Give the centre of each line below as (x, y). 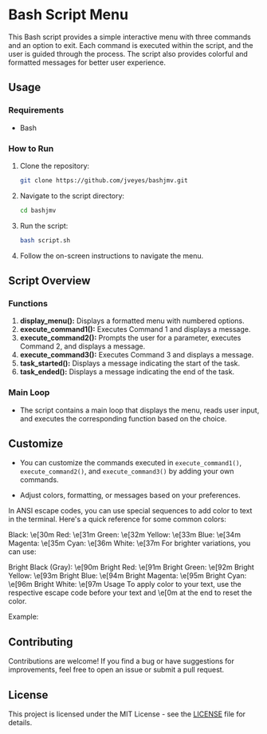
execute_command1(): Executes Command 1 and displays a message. (135, 329)
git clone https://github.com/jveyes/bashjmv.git (104, 180)
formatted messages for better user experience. (87, 62)
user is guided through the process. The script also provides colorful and (128, 54)
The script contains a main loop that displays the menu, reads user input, (139, 410)
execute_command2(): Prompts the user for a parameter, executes (130, 338)
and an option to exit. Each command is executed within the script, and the (131, 45)
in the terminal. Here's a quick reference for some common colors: (118, 519)
